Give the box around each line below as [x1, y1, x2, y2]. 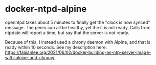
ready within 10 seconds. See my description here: [5, 44, 107, 50]
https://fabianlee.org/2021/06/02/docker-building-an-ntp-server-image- [5, 49, 151, 55]
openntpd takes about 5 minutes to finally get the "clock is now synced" [5, 19, 151, 25]
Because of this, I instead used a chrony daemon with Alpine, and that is [5, 39, 151, 45]
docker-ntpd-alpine [5, 3, 87, 15]
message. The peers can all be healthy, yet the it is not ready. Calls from [5, 24, 151, 30]
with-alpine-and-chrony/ [5, 54, 55, 60]
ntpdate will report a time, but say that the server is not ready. [5, 30, 130, 35]
